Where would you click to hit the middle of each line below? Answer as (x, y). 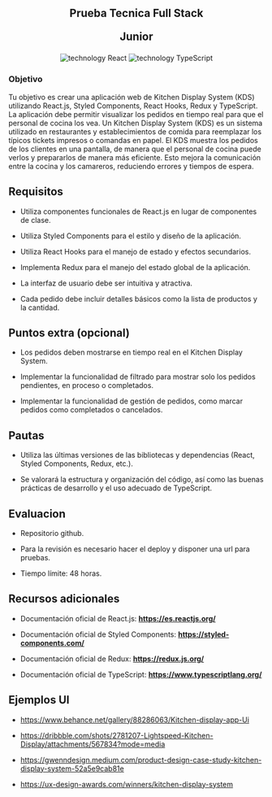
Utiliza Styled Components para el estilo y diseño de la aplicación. (131, 236)
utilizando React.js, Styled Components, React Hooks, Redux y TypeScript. (133, 106)
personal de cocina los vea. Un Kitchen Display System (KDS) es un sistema (136, 123)
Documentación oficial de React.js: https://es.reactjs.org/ (118, 618)
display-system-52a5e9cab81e (72, 769)
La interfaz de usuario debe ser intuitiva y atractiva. (106, 283)
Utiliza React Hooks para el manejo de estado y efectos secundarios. (136, 251)
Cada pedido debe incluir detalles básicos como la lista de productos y (139, 298)
